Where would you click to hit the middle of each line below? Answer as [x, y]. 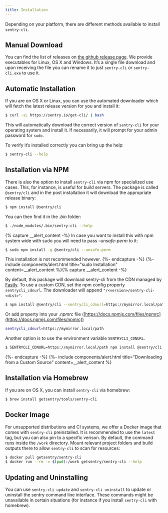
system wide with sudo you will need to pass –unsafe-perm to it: [72, 240]
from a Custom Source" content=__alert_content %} [58, 362]
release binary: [20, 197]
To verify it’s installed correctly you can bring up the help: [64, 145]
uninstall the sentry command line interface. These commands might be [79, 495]
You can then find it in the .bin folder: [43, 216]
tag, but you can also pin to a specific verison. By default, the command [79, 437]
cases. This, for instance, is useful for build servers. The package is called [82, 187]
